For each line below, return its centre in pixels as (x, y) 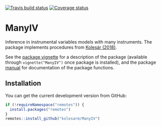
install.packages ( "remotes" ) (40, 109)
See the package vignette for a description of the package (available (76, 57)
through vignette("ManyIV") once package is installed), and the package (81, 62)
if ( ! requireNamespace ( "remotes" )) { (45, 105)
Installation (23, 84)
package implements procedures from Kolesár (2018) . (61, 47)
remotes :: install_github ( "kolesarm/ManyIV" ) (53, 119)
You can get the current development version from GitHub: (66, 95)
